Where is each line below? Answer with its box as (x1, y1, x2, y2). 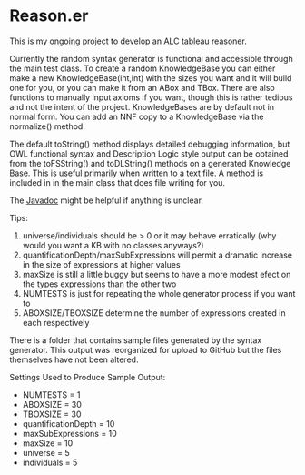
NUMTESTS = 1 (22, 389, 81, 400)
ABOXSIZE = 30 (22, 399, 82, 409)
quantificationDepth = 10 (22, 418, 115, 429)
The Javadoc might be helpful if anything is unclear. (9, 195, 204, 206)
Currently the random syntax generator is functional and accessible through (9, 53, 293, 64)
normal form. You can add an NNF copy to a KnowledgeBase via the (9, 111, 264, 122)
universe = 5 (22, 447, 70, 458)
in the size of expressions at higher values (22, 258, 181, 269)
